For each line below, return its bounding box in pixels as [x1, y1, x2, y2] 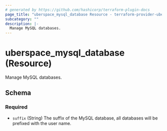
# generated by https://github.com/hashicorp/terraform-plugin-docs [5, 7, 150, 12]
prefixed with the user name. [12, 120, 72, 126]
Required [5, 104, 28, 111]
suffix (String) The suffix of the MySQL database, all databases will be [12, 115, 158, 121]
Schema [5, 89, 31, 97]
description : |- [5, 21, 39, 26]
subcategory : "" [5, 16, 39, 21]
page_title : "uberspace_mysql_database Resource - [5, 12, 112, 17]
